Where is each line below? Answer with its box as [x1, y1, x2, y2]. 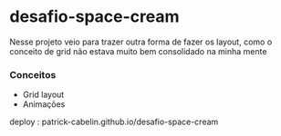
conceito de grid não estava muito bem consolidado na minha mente [9, 45, 267, 56]
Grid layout [22, 89, 65, 101]
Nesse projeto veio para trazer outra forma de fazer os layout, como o [9, 36, 273, 47]
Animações [22, 99, 66, 110]
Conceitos [9, 68, 57, 81]
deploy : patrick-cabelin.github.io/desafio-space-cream [9, 116, 219, 128]
